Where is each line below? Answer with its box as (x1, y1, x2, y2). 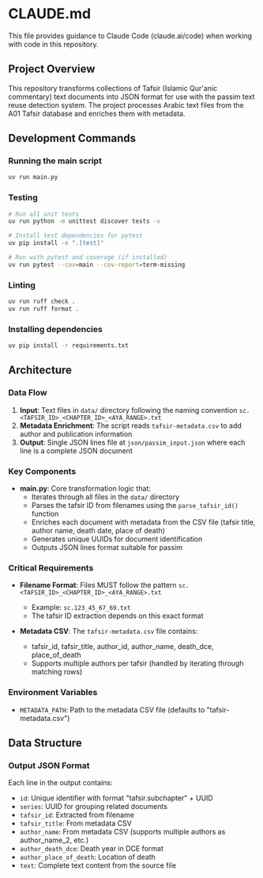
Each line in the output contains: (8, 778, 113, 788)
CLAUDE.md (8, 5, 92, 23)
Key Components (8, 465, 77, 476)
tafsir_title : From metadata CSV (19, 819, 132, 828)
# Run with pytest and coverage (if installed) (8, 254, 168, 261)
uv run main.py (8, 174, 58, 181)
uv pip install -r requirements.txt (8, 342, 129, 349)
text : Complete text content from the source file (19, 861, 176, 870)
